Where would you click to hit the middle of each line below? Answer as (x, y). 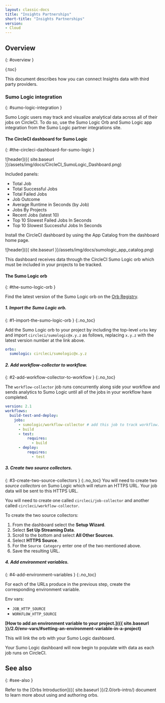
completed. (16, 398)
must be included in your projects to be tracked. (54, 265)
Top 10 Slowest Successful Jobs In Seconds (57, 226)
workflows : (16, 411)
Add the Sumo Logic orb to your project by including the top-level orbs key (81, 330)
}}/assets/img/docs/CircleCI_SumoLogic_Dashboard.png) (63, 165)
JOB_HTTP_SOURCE (29, 609)
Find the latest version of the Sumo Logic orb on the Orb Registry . (72, 297)
